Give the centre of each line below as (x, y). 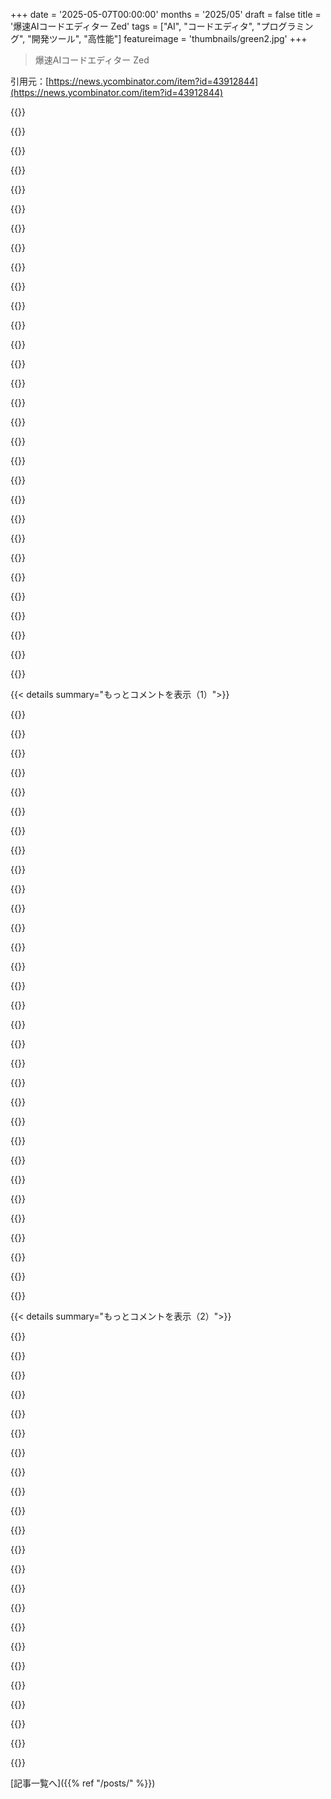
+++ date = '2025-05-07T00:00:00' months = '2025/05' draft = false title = (166, 14)
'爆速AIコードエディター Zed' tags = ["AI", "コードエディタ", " (136, 26)
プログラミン (287, 26)
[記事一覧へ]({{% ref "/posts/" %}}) (83, 1783)
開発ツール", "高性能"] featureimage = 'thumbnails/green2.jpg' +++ (169, 38)
